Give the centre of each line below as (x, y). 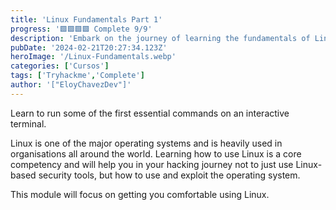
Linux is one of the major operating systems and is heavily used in (146, 143)
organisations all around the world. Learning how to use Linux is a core (156, 153)
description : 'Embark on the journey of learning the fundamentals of (160, 38)
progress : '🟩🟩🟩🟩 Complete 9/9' (81, 29)
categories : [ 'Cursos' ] (60, 66)
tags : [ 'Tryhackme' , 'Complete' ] (77, 76)
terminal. (28, 123)
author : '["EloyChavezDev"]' (71, 85)
